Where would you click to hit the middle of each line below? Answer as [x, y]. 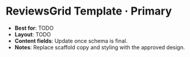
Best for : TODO [34, 28]
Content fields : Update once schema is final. [71, 41]
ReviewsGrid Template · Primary [89, 11]
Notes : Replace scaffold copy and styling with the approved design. [100, 47]
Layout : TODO [33, 34]
